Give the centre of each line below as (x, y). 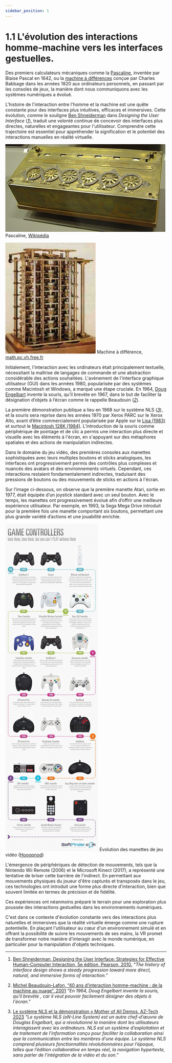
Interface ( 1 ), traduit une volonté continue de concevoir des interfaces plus (84, 121)
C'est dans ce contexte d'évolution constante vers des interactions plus (81, 917)
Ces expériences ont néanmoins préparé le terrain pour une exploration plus (86, 902)
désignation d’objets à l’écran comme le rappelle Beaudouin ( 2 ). (72, 400)
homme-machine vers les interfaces (84, 47)
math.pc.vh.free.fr (24, 357)
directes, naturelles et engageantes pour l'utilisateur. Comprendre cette (81, 126)
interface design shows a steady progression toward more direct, (82, 970)
